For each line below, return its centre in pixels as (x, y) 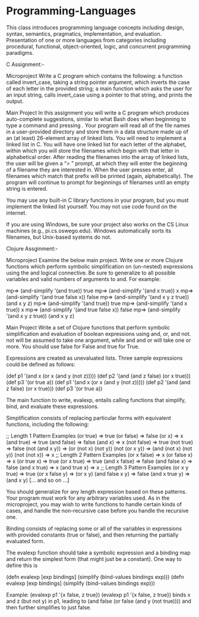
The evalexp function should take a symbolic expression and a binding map (99, 553)
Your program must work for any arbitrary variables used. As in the (88, 498)
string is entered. (27, 188)
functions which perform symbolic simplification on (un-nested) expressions (100, 266)
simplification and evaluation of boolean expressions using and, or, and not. (99, 334)
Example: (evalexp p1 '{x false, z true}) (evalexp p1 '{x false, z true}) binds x (98, 594)
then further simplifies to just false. (49, 607)
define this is (22, 565)
